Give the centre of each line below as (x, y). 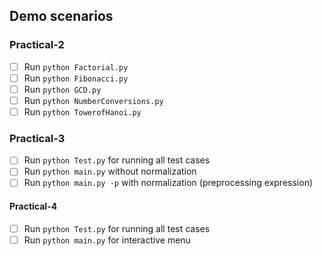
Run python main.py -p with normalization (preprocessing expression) (168, 183)
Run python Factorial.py (76, 66)
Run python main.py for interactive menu (107, 240)
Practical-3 (37, 138)
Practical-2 (37, 45)
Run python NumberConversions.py (93, 100)
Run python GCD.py (62, 89)
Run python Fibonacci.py (76, 78)
